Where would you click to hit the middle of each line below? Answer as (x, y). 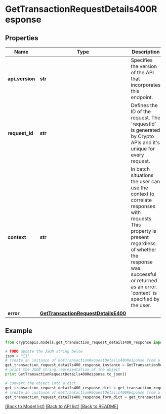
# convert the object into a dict (41, 383)
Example (19, 331)
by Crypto (142, 136)
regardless (143, 243)
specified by (145, 299)
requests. (142, 219)
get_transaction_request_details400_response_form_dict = (66, 397)
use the (139, 188)
